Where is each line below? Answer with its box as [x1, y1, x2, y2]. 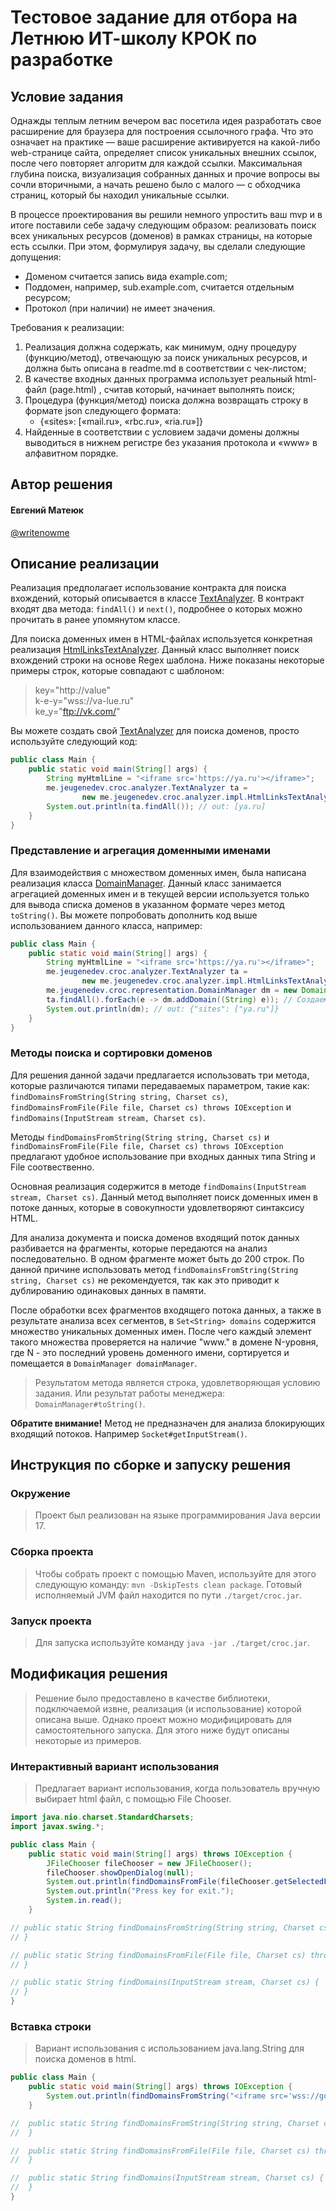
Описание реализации [10, 555, 160, 572]
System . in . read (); [46, 1896, 123, 1906]
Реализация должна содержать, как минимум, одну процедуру [24, 341, 297, 353]
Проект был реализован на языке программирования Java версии [34, 1509, 322, 1521]
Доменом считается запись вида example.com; [24, 271, 228, 282]
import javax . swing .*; [10, 1822, 105, 1832]
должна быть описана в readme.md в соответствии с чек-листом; [24, 362, 307, 374]
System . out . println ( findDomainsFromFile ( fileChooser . [46, 1877, 275, 1887]
